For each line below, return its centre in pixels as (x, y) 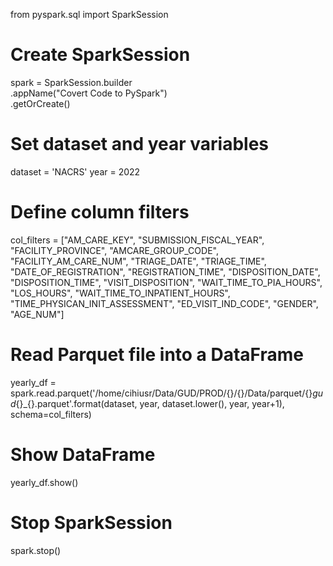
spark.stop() (36, 550)
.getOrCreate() (40, 103)
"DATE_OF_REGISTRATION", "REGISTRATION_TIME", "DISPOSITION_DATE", (165, 271)
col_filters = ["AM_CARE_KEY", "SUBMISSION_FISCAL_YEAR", (137, 240)
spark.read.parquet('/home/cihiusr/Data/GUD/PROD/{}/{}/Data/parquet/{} (161, 393)
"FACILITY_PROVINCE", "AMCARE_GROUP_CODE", (114, 250)
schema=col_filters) (51, 414)
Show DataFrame (83, 454)
